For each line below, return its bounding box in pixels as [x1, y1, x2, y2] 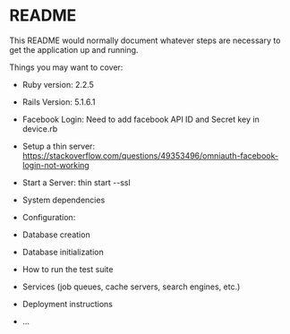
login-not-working [21, 159, 90, 170]
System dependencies [21, 194, 106, 205]
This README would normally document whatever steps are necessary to [9, 35, 281, 46]
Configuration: [21, 211, 76, 222]
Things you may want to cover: [9, 62, 124, 73]
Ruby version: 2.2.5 [21, 79, 94, 90]
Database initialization [21, 246, 105, 257]
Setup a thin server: [21, 141, 96, 151]
